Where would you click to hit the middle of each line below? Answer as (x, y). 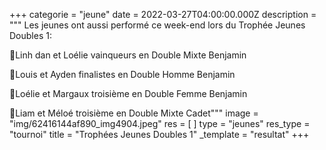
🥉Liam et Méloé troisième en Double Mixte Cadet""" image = (134, 113)
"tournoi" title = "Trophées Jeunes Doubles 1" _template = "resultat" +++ (159, 134)
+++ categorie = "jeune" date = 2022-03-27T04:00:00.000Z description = (163, 14)
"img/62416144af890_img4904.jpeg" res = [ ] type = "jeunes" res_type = (160, 123)
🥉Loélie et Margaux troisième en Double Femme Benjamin (128, 93)
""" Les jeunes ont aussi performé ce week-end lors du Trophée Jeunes (157, 25)
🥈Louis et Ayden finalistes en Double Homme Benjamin (122, 74)
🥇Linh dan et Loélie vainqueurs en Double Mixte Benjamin (128, 55)
